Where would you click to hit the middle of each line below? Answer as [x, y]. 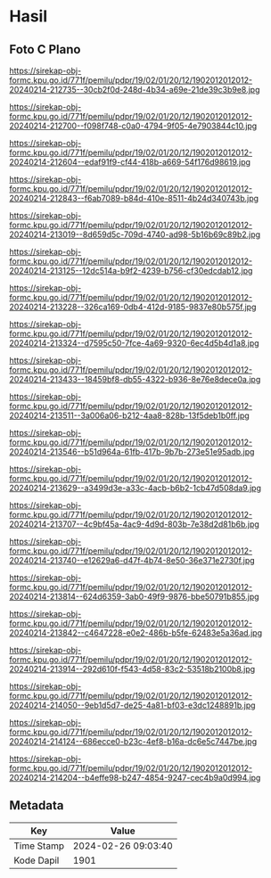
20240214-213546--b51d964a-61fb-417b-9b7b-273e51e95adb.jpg [132, 451]
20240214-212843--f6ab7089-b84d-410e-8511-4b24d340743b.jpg [134, 198]
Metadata [37, 805]
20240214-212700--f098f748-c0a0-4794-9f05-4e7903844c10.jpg [133, 126]
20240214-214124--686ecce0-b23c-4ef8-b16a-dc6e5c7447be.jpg [133, 741]
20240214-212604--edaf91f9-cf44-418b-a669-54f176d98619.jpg [130, 162]
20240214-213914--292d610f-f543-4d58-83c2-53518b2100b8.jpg [132, 669]
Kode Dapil [37, 860]
